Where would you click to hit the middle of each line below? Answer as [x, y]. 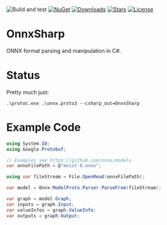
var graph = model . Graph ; [39, 199]
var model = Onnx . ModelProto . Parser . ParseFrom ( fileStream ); [84, 188]
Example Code [43, 127]
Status [23, 75]
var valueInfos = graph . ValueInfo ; [51, 210]
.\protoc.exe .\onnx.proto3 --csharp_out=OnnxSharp [73, 103]
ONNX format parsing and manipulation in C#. [64, 50]
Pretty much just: [28, 92]
